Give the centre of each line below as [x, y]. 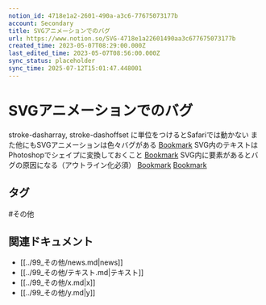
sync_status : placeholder [52, 61]
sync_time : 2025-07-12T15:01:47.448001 [75, 69]
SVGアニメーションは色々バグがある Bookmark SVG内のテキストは [147, 144]
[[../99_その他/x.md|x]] [58, 282]
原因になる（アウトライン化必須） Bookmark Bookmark [114, 165]
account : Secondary [41, 23]
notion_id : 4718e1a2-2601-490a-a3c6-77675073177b [94, 16]
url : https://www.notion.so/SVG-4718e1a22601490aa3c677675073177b [122, 38]
